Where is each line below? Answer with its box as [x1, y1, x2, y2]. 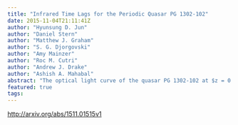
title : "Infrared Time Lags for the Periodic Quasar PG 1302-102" [7, 10, 209, 18]
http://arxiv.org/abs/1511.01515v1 [7, 110, 102, 119]
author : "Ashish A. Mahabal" [7, 70, 94, 77]
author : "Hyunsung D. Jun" [7, 24, 88, 31]
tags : [7, 90, 24, 97]
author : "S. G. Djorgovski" [7, 44, 91, 51]
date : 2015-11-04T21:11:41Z [7, 17, 91, 24]
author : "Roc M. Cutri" [7, 57, 78, 64]
